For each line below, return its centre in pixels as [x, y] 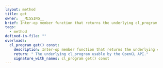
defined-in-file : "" [26, 36]
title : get [16, 14]
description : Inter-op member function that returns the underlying [84, 49]
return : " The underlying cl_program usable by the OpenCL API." [81, 54]
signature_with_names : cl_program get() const [62, 58]
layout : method [20, 9]
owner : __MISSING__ [25, 18]
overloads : [16, 41]
